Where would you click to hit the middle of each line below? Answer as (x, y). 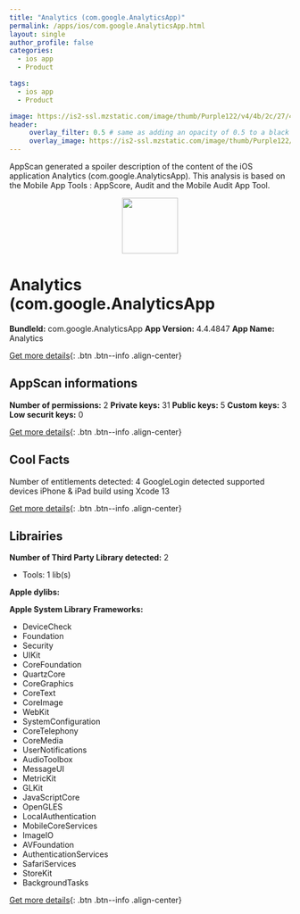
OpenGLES (42, 807)
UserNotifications (54, 750)
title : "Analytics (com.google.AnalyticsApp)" (97, 17)
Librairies (36, 536)
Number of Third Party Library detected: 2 (89, 558)
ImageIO (37, 835)
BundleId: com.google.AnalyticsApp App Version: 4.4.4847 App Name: (142, 328)
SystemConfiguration (61, 722)
